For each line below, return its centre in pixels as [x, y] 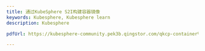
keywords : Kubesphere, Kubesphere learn [59, 17]
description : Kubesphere [38, 23]
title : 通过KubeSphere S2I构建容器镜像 [53, 12]
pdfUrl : [16, 34]
